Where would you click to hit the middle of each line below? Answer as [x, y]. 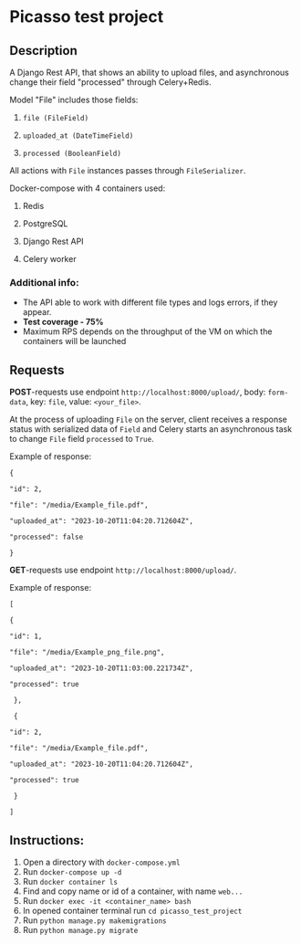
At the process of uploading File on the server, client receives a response [148, 420]
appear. [37, 312]
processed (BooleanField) [72, 153]
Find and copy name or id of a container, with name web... [133, 891]
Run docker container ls [70, 881]
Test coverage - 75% [63, 322]
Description [43, 51]
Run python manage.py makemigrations [94, 920]
